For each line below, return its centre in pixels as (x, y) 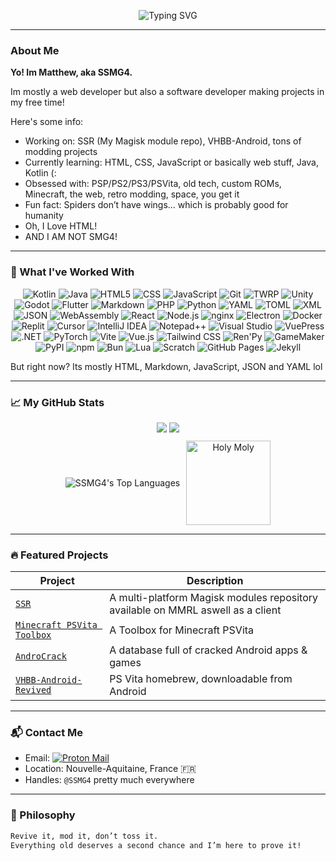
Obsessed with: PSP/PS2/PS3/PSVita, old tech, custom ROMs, (153, 184)
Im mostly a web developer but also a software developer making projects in (167, 92)
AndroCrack (41, 656)
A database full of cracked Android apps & (208, 650)
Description (215, 581)
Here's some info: (47, 122)
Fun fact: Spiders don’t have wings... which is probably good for (156, 205)
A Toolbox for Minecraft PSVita (182, 630)
